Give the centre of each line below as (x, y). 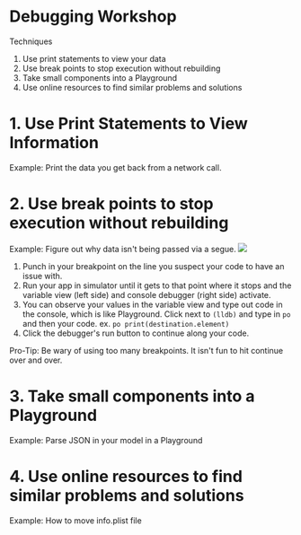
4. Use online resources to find (126, 476)
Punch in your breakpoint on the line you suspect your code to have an (153, 266)
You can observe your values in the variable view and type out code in (152, 304)
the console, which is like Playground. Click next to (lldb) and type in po (156, 314)
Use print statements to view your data (94, 58)
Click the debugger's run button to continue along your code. (136, 333)
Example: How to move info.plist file (75, 520)
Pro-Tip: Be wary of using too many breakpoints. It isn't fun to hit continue (146, 350)
